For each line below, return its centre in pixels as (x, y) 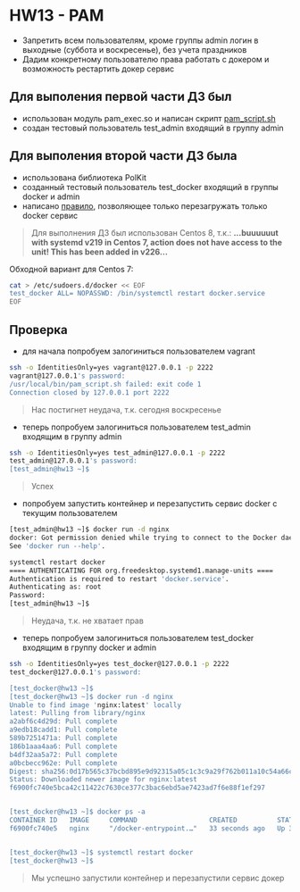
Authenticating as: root (55, 587)
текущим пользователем (70, 513)
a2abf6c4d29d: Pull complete (63, 721)
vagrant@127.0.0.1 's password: (67, 376)
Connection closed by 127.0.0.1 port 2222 (89, 392)
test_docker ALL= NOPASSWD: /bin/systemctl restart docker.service (137, 294)
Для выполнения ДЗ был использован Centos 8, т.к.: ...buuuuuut (154, 232)
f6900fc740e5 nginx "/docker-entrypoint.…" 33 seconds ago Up (147, 828)
